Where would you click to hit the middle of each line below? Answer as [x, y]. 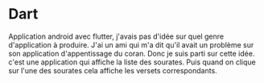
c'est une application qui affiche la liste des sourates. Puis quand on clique [132, 62]
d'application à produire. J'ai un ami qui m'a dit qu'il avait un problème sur [131, 44]
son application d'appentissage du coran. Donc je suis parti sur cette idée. [132, 53]
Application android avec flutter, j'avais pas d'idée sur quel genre [116, 36]
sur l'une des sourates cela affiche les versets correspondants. [113, 70]
